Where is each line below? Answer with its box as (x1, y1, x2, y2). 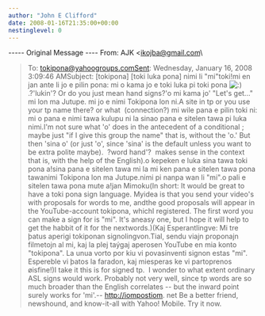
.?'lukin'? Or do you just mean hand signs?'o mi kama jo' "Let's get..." (27, 89, 254, 98)
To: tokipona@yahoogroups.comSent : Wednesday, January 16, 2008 (27, 63, 252, 73)
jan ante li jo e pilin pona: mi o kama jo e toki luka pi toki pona (27, 80, 228, 89)
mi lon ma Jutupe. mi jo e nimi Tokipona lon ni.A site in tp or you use (27, 97, 251, 107)
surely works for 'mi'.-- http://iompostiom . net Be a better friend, (27, 291, 239, 300)
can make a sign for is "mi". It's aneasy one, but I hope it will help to (27, 215, 250, 224)
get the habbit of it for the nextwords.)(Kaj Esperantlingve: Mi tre (27, 223, 239, 233)
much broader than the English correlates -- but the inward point (27, 282, 240, 291)
